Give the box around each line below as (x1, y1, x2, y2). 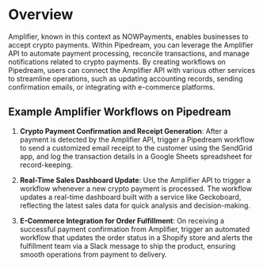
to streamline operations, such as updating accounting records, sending (8, 74, 243, 83)
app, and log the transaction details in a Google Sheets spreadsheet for (19, 151, 253, 161)
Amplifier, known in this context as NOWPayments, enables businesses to (8, 32, 249, 41)
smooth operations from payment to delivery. (19, 250, 168, 259)
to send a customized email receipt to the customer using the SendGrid (19, 143, 253, 152)
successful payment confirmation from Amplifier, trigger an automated (19, 224, 250, 234)
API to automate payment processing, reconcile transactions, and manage (8, 48, 250, 58)
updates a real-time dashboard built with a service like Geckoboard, (19, 192, 242, 201)
